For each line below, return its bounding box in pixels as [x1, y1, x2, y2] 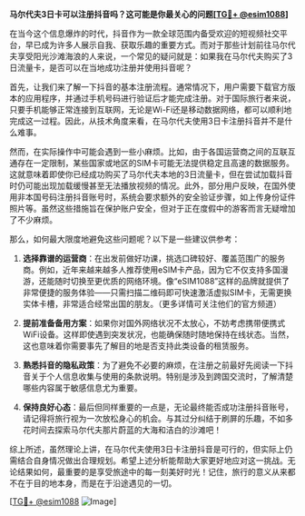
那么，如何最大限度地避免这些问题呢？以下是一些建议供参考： [9, 233, 241, 244]
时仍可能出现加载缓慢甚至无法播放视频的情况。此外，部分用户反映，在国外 [9, 181, 288, 191]
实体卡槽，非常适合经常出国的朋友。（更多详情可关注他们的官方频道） [22, 299, 281, 309]
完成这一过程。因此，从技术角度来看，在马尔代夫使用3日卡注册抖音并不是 [9, 115, 285, 126]
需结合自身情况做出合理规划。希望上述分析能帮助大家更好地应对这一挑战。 [9, 455, 288, 466]
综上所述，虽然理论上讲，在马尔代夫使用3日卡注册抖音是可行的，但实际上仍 [9, 444, 293, 454]
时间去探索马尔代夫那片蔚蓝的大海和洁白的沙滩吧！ [30, 424, 222, 435]
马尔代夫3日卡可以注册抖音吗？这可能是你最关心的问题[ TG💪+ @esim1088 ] [9, 9, 289, 19]
